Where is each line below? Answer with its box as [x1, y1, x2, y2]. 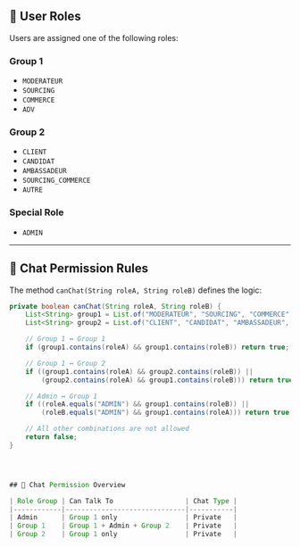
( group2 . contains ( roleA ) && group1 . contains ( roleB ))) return [41, 376, 274, 385]
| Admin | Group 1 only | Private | [9, 513, 238, 522]
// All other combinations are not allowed [25, 425, 190, 434]
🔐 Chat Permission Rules [9, 261, 149, 277]
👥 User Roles [9, 9, 82, 24]
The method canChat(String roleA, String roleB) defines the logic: [9, 285, 262, 295]
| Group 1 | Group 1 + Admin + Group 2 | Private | [9, 521, 238, 531]
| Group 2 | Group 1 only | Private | [9, 530, 238, 539]
